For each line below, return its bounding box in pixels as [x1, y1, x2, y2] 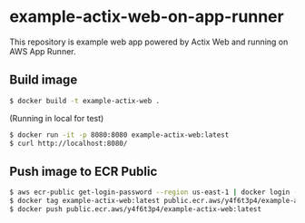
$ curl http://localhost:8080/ [9, 139, 128, 148]
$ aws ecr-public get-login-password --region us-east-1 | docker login [9, 188, 290, 197]
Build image [9, 73, 78, 88]
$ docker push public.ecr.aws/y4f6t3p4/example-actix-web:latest [9, 204, 261, 214]
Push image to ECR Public [9, 163, 158, 179]
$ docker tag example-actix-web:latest [9, 197, 161, 206]
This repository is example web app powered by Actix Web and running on [9, 36, 289, 47]
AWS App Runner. [9, 45, 76, 56]
